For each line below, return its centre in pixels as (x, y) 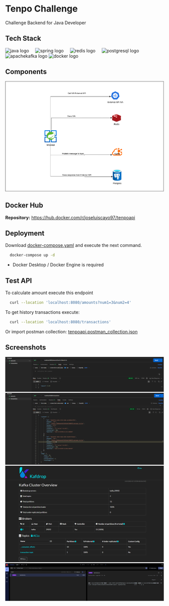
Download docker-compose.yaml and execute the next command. (74, 245)
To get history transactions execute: (43, 312)
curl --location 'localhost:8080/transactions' (61, 322)
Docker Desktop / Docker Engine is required (58, 265)
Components (26, 72)
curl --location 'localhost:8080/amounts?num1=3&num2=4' (71, 303)
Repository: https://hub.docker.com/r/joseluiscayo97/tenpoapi (70, 217)
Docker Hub (24, 205)
